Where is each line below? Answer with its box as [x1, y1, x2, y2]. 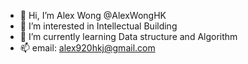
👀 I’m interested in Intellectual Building [19, 20, 178, 32]
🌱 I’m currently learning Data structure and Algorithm [19, 31, 238, 42]
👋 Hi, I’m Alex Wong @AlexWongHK [19, 10, 167, 21]
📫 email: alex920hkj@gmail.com [19, 42, 156, 54]
